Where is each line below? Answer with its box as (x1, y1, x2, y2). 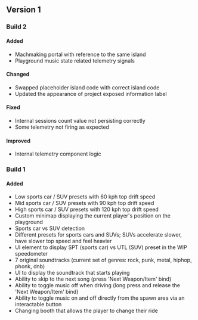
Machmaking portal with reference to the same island (14, 51, 146, 58)
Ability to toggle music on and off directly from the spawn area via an (14, 294, 185, 302)
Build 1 (6, 165, 26, 173)
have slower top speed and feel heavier (14, 238, 112, 245)
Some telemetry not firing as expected (14, 123, 109, 131)
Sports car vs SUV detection (14, 225, 85, 232)
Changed (6, 71, 30, 78)
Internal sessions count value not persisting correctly (14, 117, 146, 124)
